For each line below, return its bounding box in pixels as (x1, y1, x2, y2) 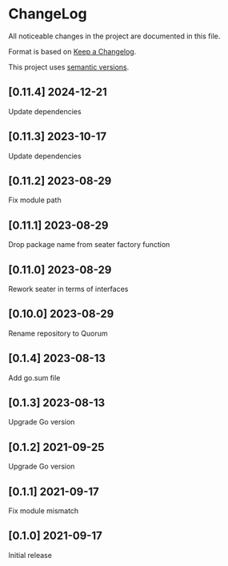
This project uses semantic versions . (8, 62, 130, 72)
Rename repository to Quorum (8, 329, 108, 338)
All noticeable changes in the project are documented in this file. (8, 31, 221, 41)
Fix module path (8, 195, 62, 205)
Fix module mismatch (8, 506, 79, 516)
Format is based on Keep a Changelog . (8, 46, 137, 56)
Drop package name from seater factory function (8, 240, 170, 249)
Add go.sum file (8, 373, 61, 382)
